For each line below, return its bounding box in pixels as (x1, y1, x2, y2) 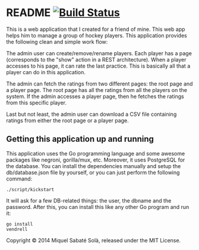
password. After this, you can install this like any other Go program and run (6, 203, 189, 210)
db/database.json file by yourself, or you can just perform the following (6, 169, 180, 176)
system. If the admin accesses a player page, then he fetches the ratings (6, 93, 184, 100)
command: (6, 175, 33, 182)
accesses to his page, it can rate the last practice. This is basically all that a (6, 62, 191, 69)
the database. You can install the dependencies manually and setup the (6, 162, 181, 169)
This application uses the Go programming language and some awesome (6, 150, 185, 157)
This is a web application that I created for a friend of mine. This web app (6, 26, 185, 33)
